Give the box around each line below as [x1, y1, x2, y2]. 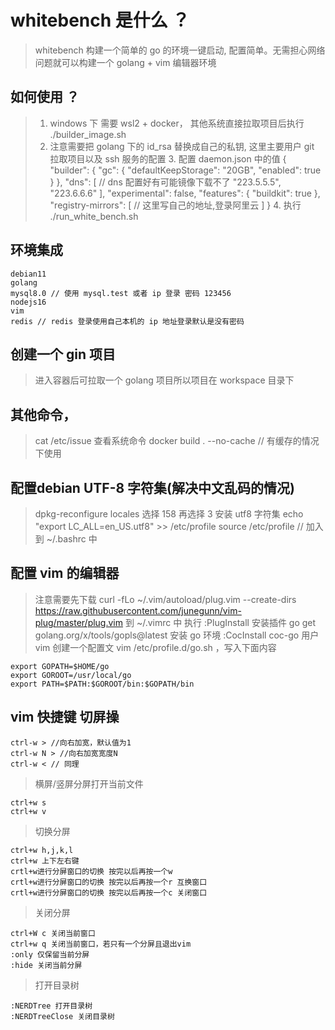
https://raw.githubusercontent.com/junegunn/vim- [34, 604, 242, 616]
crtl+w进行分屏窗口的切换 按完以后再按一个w [10, 866, 173, 876]
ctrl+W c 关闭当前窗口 [10, 928, 96, 938]
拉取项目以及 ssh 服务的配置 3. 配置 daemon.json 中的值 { [49, 152, 287, 165]
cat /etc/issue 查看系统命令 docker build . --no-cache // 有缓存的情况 [34, 435, 320, 447]
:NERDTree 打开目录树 [10, 1001, 93, 1011]
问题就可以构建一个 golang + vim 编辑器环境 [34, 56, 217, 68]
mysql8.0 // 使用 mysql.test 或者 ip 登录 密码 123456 [10, 288, 232, 298]
